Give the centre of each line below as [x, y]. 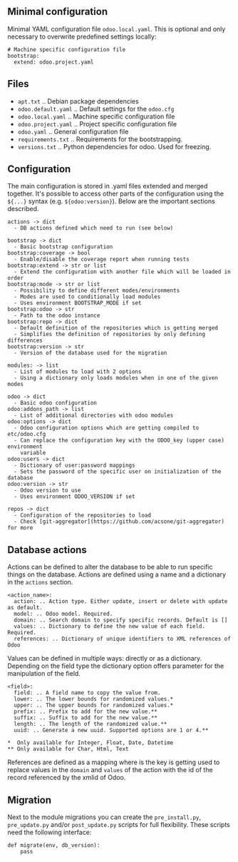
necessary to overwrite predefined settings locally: [82, 36]
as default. [25, 608]
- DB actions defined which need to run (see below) [94, 228]
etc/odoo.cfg [27, 435]
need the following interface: [50, 832]
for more [20, 528]
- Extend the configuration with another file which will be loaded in [123, 272]
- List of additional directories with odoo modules [94, 416]
